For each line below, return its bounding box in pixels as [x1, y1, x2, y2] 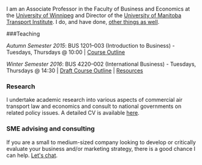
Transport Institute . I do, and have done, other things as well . [6, 18, 160, 25]
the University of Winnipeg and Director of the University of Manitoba [6, 12, 182, 19]
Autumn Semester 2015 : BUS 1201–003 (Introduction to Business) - [6, 42, 175, 49]
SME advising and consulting [6, 125, 95, 133]
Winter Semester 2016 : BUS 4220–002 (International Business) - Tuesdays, [6, 61, 196, 67]
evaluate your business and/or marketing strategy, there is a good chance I [6, 145, 196, 152]
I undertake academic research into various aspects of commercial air [6, 96, 183, 104]
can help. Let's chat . [6, 152, 58, 159]
